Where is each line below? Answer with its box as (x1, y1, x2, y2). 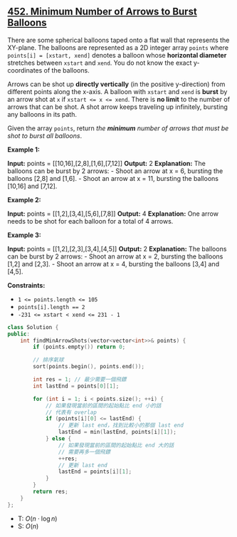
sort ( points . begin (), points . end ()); (33, 363, 144, 370)
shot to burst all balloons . (7, 131, 83, 140)
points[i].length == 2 (17, 303, 85, 311)
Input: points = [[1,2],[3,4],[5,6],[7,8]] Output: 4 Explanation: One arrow (7, 209, 219, 218)
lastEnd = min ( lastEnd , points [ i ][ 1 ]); (58, 429, 177, 436)
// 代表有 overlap (45, 409, 98, 416)
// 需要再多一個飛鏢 (58, 448, 111, 455)
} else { (45, 435, 72, 442)
